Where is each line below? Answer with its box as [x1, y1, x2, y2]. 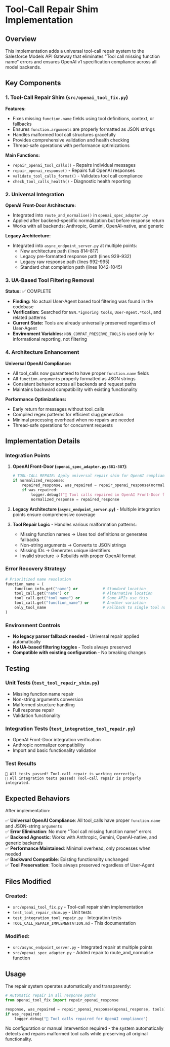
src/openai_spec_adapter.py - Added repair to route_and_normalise [12, 950, 153, 956]
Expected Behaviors [5, 794, 70, 803]
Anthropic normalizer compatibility [12, 742, 85, 748]
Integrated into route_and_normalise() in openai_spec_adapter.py [12, 212, 148, 218]
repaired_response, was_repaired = [22, 483, 97, 488]
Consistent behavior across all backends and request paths [12, 381, 137, 387]
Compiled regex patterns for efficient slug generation [12, 411, 124, 417]
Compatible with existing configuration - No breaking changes [12, 649, 146, 656]
